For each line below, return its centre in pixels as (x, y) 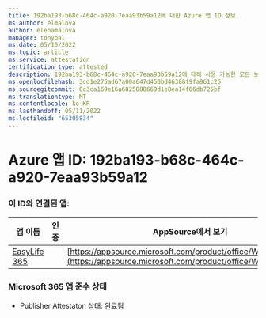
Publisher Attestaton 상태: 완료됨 (72, 305)
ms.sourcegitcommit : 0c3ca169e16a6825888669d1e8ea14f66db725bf (115, 89)
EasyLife (28, 252)
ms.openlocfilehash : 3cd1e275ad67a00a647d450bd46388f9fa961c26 (115, 81)
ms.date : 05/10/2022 (42, 45)
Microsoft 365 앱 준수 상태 (57, 287)
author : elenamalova (42, 30)
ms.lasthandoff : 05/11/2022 (55, 112)
